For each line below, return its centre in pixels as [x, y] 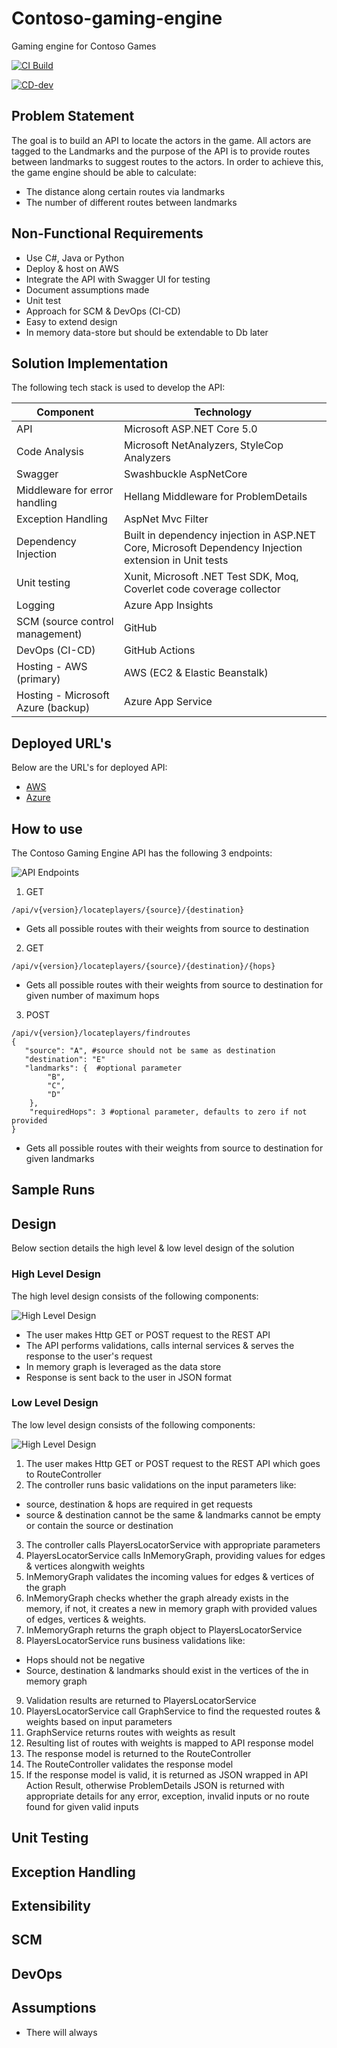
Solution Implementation [90, 363]
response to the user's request [89, 1356]
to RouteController [63, 1474]
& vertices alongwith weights [85, 1566]
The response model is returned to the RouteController [138, 1753]
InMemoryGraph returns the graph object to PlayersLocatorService [164, 1629]
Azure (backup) [53, 708]
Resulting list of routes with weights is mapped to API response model [169, 1743]
